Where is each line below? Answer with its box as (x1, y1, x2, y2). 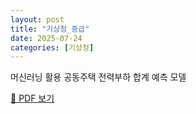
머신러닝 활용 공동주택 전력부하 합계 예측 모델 (10, 71, 187, 83)
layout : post (10, 14, 65, 25)
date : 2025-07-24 (10, 33, 83, 43)
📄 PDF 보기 (10, 92, 55, 105)
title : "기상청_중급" (10, 24, 90, 34)
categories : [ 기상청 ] (10, 42, 95, 53)
